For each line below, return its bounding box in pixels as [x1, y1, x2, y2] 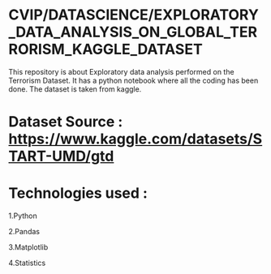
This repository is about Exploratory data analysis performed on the [8, 66, 234, 76]
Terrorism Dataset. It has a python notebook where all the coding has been [8, 75, 259, 85]
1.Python [8, 211, 38, 220]
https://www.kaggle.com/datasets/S [8, 130, 263, 148]
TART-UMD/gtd [8, 148, 114, 165]
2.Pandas [8, 227, 41, 237]
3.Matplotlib [8, 242, 49, 252]
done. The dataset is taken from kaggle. [8, 83, 142, 94]
